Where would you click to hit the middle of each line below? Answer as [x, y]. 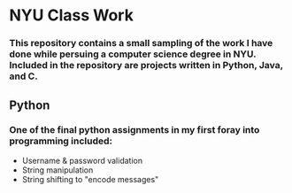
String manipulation [58, 170]
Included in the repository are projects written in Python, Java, [146, 66]
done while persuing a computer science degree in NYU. [133, 54]
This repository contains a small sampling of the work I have [141, 43]
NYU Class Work [72, 15]
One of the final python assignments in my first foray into [134, 130]
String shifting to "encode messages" [90, 179]
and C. [23, 76]
